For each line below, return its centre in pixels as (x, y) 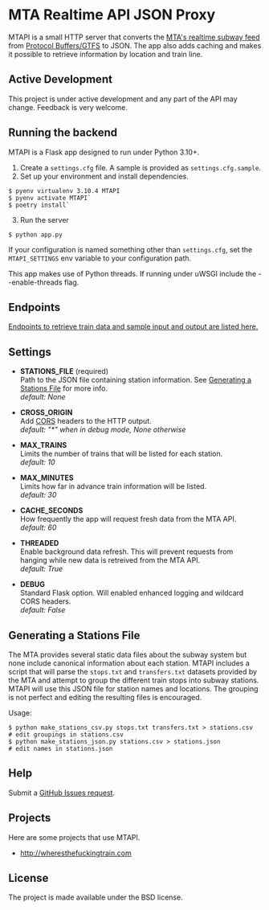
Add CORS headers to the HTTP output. (86, 421)
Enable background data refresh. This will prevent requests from (126, 551)
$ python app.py (35, 235)
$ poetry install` (39, 205)
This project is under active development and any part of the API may (123, 99)
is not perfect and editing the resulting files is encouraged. (105, 697)
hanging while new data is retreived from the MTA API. (110, 560)
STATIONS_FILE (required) (64, 371)
